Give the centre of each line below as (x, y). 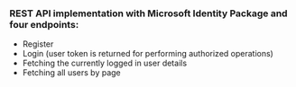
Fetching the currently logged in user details (105, 63)
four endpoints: (44, 24)
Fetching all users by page (72, 73)
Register (38, 44)
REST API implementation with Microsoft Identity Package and (148, 13)
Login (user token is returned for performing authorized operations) (148, 54)
